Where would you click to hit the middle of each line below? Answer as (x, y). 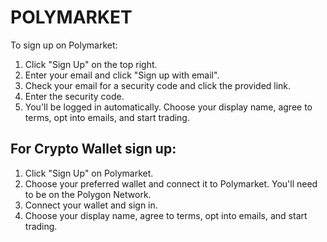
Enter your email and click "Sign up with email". (122, 75)
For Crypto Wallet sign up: (93, 149)
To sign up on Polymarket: (64, 45)
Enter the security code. (74, 96)
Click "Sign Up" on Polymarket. (89, 173)
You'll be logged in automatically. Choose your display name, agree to (168, 107)
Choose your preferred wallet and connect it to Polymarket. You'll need (171, 183)
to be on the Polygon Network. (88, 194)
